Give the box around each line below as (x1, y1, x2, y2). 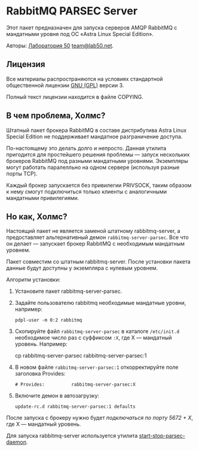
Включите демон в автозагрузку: (14, 392, 100, 399)
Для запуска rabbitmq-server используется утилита (6, 432, 138, 440)
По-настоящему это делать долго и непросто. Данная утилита (6, 144, 167, 152)
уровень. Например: (14, 340, 68, 348)
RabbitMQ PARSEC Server (6, 4, 138, 18)
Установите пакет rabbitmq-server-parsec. (14, 287, 123, 295)
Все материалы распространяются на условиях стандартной (6, 75, 163, 82)
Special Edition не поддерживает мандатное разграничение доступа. (6, 133, 183, 140)
